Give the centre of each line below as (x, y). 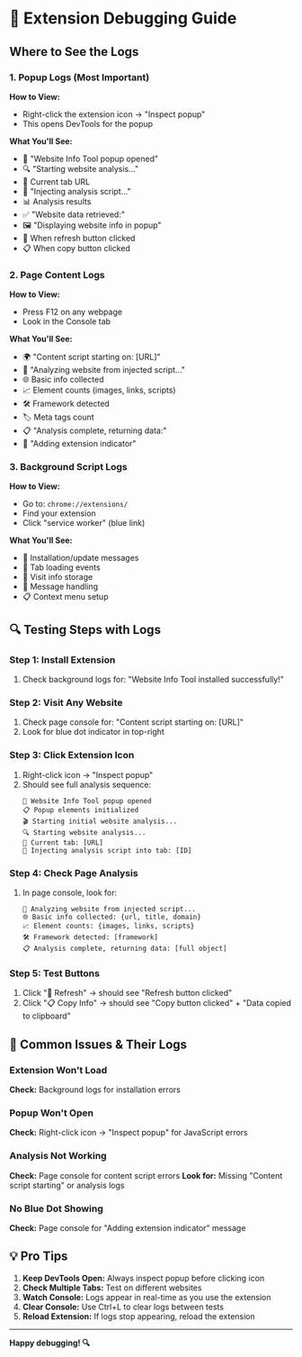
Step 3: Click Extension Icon (72, 755)
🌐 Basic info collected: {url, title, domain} (112, 918)
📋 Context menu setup (65, 597)
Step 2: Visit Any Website (66, 703)
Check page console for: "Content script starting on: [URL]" (133, 722)
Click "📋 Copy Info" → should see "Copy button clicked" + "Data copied (157, 1003)
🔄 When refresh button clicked (79, 238)
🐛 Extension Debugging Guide (123, 18)
